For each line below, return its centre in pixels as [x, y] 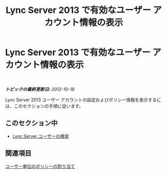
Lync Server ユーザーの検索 [41, 136]
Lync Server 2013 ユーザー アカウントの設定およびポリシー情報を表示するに [83, 99]
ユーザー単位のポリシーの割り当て [40, 166]
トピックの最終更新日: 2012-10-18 [40, 89]
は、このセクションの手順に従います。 [44, 106]
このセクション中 [31, 123]
